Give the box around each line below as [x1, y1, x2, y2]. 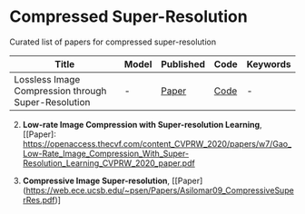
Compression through [14, 84, 107, 97]
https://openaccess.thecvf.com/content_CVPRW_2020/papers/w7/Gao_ [22, 138, 292, 149]
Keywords [246, 57, 291, 70]
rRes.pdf [22, 194, 56, 205]
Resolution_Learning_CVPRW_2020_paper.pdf [22, 157, 195, 169]
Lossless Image [14, 73, 81, 85]
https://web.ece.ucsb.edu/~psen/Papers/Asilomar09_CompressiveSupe [25, 184, 295, 196]
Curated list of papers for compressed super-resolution [9, 36, 216, 47]
